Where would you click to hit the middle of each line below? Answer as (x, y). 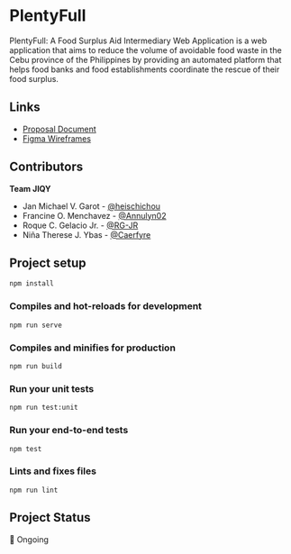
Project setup (48, 263)
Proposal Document (59, 129)
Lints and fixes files (53, 471)
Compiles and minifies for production (92, 348)
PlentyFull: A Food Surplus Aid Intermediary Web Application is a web (138, 41)
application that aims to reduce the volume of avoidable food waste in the (145, 50)
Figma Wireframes (57, 138)
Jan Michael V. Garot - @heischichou (91, 206)
